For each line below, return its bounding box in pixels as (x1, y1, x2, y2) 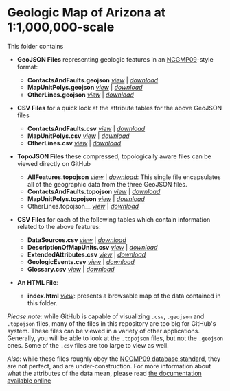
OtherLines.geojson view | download (27, 91, 134, 99)
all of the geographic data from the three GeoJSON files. (27, 180, 187, 188)
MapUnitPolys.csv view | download (27, 132, 130, 140)
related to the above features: (16, 222, 101, 230)
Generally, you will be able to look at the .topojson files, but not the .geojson (7, 334, 224, 342)
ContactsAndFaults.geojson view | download (27, 75, 159, 84)
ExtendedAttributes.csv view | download (27, 250, 146, 259)
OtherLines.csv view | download (27, 139, 122, 147)
